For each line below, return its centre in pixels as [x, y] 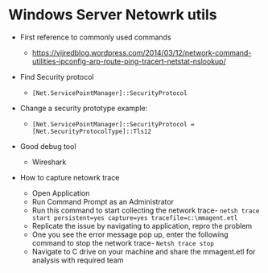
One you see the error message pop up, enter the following [130, 234]
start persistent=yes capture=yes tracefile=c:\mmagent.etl [135, 218]
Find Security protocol [57, 77]
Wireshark [49, 162]
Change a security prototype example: [84, 108]
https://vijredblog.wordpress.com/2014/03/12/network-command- [142, 52]
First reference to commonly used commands [95, 37]
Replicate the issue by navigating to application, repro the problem [142, 225]
